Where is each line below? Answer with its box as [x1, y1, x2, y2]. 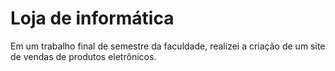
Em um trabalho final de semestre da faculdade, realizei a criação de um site [10, 40, 326, 52]
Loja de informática [10, 7, 175, 30]
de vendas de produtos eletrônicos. [10, 50, 157, 62]
